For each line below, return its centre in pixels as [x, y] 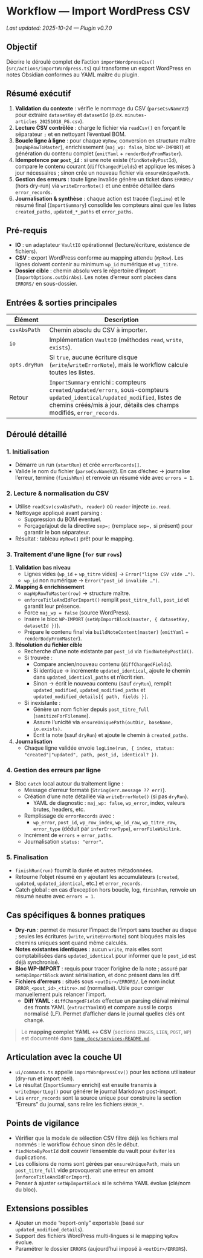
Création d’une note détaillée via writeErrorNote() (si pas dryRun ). [106, 796]
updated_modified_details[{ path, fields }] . [91, 696]
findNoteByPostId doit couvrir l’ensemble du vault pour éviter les [95, 1151]
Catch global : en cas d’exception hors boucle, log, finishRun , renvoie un [105, 890]
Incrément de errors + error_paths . [68, 835]
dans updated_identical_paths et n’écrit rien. [89, 677]
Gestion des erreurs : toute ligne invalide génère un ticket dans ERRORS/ [104, 179]
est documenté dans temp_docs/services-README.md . [86, 1038]
